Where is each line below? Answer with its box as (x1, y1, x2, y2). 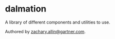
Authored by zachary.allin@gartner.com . (5, 28, 86, 34)
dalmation (5, 3, 47, 14)
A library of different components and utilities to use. (5, 19, 111, 25)
